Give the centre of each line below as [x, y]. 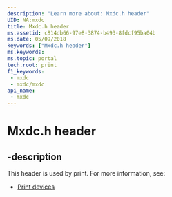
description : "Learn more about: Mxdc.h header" [78, 13]
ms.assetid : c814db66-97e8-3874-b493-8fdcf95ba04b [82, 33]
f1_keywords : [26, 71]
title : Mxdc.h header [38, 26]
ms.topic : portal [32, 59]
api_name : [21, 91]
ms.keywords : [26, 53]
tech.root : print [32, 65]
